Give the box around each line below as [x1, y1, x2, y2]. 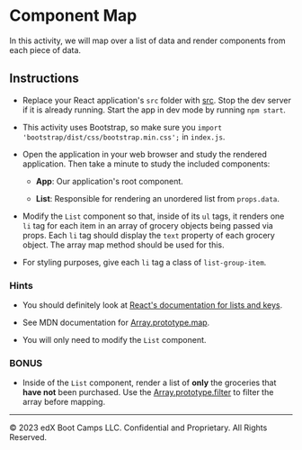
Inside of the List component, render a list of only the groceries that [22, 377, 277, 388]
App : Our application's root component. [35, 175, 184, 186]
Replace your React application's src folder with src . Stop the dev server [22, 94, 292, 105]
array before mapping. [22, 397, 106, 408]
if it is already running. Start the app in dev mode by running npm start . [22, 104, 286, 115]
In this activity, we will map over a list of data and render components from [9, 35, 286, 46]
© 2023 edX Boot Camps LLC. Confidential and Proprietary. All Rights [9, 422, 268, 433]
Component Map [9, 5, 138, 26]
